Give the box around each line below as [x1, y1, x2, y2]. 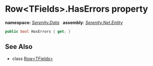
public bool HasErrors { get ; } [5, 29, 71, 34]
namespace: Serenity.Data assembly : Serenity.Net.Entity [5, 20, 123, 25]
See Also [5, 43, 33, 51]
